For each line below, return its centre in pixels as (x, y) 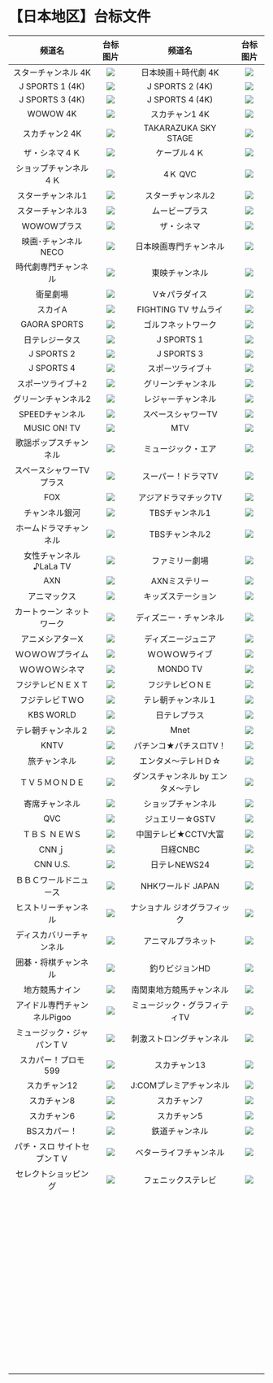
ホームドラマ (40, 528)
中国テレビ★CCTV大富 (180, 834)
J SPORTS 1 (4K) (52, 86)
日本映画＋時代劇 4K (180, 72)
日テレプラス (180, 715)
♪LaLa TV (52, 566)
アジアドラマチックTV (180, 497)
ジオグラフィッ (201, 907)
